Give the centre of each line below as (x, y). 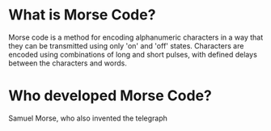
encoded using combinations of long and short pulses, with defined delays (133, 54)
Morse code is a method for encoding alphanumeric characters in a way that (136, 37)
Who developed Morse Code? (110, 96)
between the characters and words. (68, 63)
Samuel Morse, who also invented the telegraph (88, 118)
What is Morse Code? (82, 15)
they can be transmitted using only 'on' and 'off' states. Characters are (126, 45)
